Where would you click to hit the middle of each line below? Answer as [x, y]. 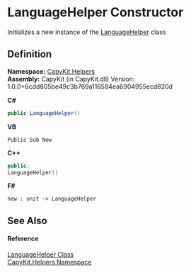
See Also [27, 221]
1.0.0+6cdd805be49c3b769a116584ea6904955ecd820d [90, 87]
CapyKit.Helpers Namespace [50, 262]
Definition [29, 54]
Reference [23, 239]
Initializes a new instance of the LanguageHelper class [87, 32]
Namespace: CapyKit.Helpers [51, 71]
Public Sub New [30, 140]
